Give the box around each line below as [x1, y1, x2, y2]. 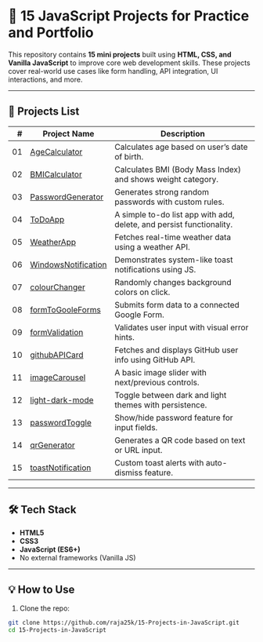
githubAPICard [30, 349, 84, 360]
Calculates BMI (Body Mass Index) [114, 164, 241, 175]
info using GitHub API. [114, 354, 196, 365]
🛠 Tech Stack [8, 503, 77, 516]
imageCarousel [30, 372, 86, 383]
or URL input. [114, 444, 163, 455]
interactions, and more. [8, 75, 83, 84]
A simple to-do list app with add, [114, 209, 235, 220]
